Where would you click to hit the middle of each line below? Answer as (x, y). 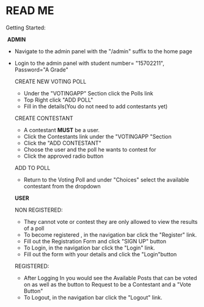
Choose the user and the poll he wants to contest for (90, 149)
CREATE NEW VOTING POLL (50, 81)
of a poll (34, 228)
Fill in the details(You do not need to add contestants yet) (96, 106)
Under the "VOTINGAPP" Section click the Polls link (88, 93)
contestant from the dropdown (62, 186)
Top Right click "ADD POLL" (58, 100)
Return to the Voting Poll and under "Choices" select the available (106, 179)
